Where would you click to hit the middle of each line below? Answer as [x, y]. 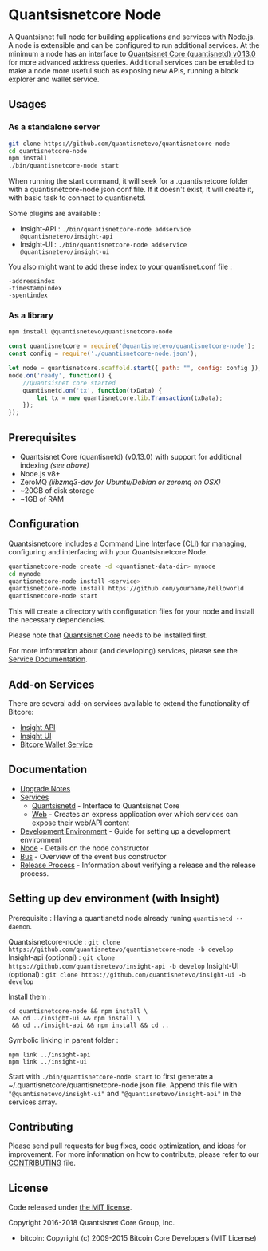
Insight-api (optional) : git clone [62, 957]
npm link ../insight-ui [48, 1062]
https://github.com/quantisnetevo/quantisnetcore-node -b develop [121, 949]
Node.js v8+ [40, 473]
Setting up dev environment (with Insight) [114, 899]
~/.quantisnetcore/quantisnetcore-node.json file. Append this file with [123, 1085]
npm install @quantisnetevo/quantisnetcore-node [91, 332]
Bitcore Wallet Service [56, 744]
